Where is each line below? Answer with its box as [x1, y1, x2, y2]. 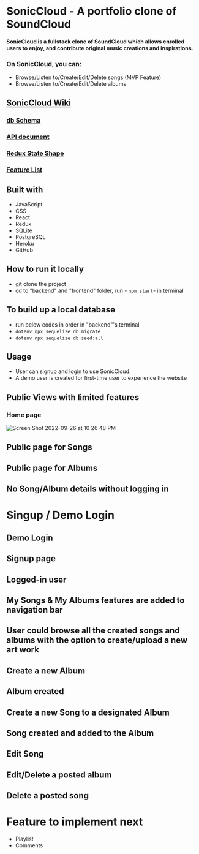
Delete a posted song [6, 790, 89, 801]
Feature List [6, 165, 43, 174]
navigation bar [6, 605, 63, 615]
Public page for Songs [6, 442, 93, 453]
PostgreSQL [15, 233, 46, 240]
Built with [6, 184, 43, 195]
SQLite [15, 227, 32, 234]
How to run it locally [6, 264, 84, 274]
